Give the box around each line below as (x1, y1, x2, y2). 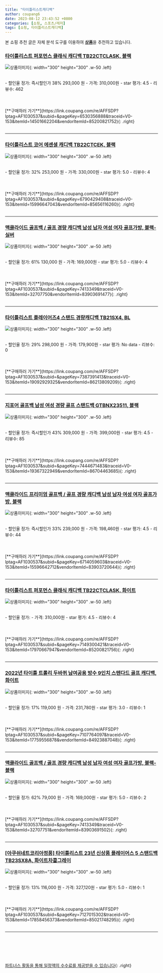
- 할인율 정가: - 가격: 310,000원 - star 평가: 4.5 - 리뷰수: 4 (5, 615, 116, 620)
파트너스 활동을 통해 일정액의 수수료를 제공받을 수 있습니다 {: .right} (5, 963, 132, 969)
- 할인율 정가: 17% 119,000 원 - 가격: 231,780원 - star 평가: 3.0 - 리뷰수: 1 (5, 704, 146, 710)
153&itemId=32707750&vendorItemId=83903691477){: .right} (5, 291, 128, 298)
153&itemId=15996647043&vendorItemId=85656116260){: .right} (5, 201, 135, 207)
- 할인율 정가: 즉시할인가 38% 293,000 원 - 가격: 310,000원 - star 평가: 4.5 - (5, 80, 152, 86)
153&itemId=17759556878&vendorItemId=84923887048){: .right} (5, 737, 136, 743)
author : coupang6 (5, 12, 40, 17)
